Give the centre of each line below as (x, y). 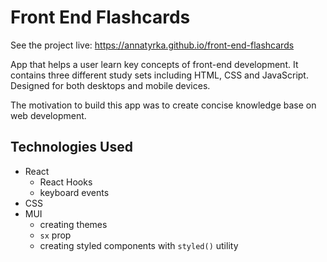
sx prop (55, 235)
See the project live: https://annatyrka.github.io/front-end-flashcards (152, 45)
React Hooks (66, 182)
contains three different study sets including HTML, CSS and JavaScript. (159, 75)
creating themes (73, 224)
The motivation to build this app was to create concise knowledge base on (163, 105)
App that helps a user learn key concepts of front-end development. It (154, 64)
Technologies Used (71, 147)
